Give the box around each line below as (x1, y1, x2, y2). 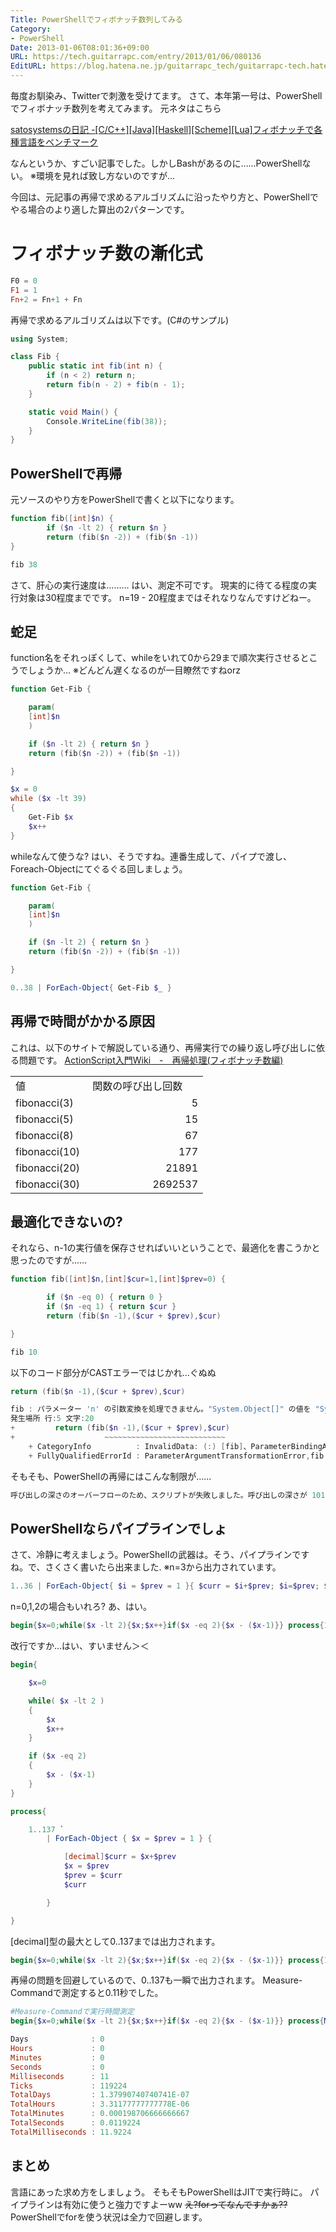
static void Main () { (28, 407, 118, 417)
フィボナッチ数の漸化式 (10, 242, 203, 265)
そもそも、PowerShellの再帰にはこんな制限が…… (10, 1470, 212, 1482)
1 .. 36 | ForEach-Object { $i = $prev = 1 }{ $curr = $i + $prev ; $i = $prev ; (10, 1581, 320, 1591)
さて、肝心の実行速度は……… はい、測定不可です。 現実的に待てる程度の (10, 579, 309, 591)
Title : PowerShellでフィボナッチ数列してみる (10, 14, 183, 25)
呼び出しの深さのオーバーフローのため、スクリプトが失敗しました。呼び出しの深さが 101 (10, 1490, 326, 1500)
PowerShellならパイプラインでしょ (10, 1520, 228, 1537)
